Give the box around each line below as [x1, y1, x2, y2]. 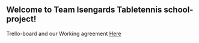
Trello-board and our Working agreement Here [6, 30, 121, 37]
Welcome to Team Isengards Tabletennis [6, 5, 162, 15]
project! [6, 14, 37, 24]
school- [163, 5, 194, 15]
